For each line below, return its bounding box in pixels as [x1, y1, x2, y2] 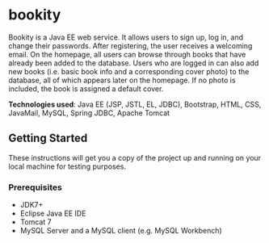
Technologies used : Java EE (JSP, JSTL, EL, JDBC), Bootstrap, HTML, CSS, [8, 99, 262, 109]
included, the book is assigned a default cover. [8, 83, 164, 94]
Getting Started [8, 132, 88, 145]
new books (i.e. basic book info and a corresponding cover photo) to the [8, 66, 250, 76]
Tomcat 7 [19, 217, 52, 227]
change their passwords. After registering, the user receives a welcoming [8, 40, 253, 50]
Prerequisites [8, 182, 62, 193]
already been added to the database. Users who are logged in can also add [8, 58, 259, 68]
